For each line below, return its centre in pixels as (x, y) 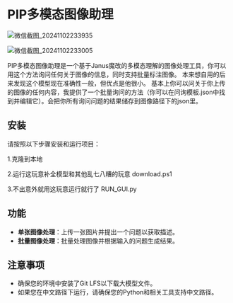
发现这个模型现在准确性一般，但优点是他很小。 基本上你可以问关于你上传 (119, 83)
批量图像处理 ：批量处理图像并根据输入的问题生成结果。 (98, 241)
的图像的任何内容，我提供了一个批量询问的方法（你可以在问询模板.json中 (113, 92)
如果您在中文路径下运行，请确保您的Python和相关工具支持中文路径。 (118, 292)
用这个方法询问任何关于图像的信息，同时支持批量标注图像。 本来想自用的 (113, 74)
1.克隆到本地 (25, 159)
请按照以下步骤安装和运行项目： (54, 144)
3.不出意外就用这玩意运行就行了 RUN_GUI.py (72, 189)
